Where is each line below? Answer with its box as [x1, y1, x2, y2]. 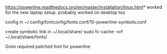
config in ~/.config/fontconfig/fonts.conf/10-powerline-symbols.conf [5, 19, 146, 25]
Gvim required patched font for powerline [5, 44, 91, 49]
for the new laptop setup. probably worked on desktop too [5, 9, 125, 15]
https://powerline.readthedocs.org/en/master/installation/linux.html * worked [5, 4, 162, 10]
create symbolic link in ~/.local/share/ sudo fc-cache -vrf [5, 29, 123, 34]
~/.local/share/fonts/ [5, 34, 47, 40]
